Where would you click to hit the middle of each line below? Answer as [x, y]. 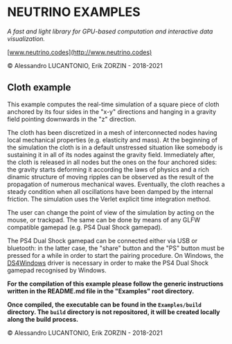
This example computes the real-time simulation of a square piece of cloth [113, 104]
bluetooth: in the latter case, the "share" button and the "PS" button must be [116, 248]
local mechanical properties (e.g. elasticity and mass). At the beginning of [113, 140]
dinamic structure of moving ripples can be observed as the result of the [110, 177]
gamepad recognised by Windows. [57, 270]
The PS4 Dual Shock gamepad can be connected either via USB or [102, 240]
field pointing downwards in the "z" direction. [72, 119]
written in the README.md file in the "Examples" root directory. [101, 291]
